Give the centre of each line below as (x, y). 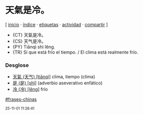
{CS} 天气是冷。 (29, 41)
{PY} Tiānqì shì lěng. (34, 47)
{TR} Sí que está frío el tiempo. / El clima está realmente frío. (75, 52)
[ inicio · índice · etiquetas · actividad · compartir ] (57, 24)
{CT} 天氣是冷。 (29, 35)
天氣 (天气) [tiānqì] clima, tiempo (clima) (54, 77)
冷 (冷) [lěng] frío (30, 89)
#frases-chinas (21, 99)
